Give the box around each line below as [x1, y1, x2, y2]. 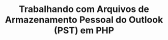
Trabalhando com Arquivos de [18, 3, 150, 15]
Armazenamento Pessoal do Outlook [5, 14, 163, 25]
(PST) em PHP [53, 25, 115, 36]
